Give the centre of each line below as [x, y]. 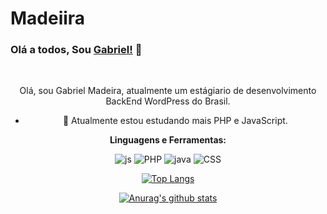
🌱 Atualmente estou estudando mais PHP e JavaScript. [175, 121]
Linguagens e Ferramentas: [168, 140]
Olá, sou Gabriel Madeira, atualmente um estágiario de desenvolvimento [168, 91]
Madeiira [48, 18]
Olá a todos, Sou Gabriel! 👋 [76, 50]
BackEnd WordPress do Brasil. [168, 101]
